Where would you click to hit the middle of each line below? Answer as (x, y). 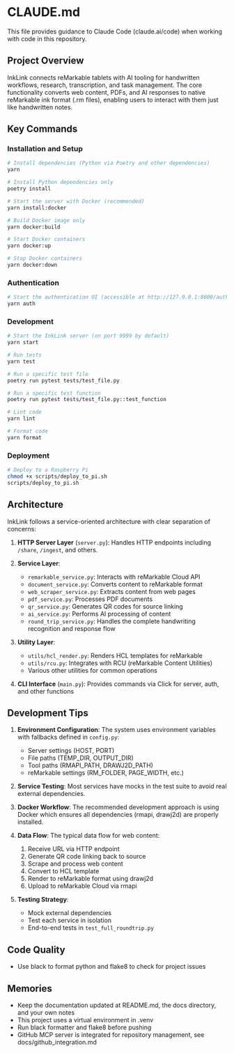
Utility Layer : (36, 642)
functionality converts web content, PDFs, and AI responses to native (107, 92)
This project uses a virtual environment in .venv (85, 1020)
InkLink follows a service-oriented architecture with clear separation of (109, 521)
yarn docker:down (32, 265)
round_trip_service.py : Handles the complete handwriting (112, 621)
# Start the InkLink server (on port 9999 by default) (88, 336)
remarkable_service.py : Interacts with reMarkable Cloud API (114, 577)
